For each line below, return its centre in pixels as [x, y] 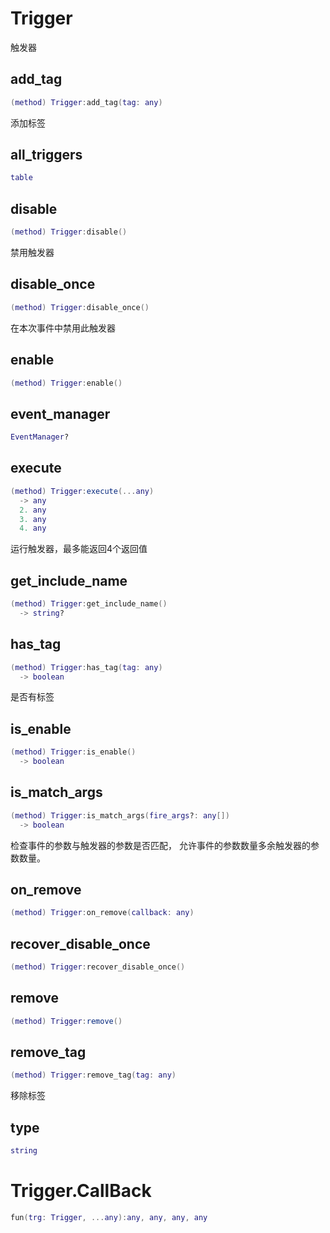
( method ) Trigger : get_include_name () [89, 604]
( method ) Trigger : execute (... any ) [82, 491]
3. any [33, 519]
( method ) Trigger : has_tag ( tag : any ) [86, 667]
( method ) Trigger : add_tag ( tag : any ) [86, 102]
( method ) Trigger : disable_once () [80, 307]
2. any [33, 510]
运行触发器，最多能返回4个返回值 [79, 549]
